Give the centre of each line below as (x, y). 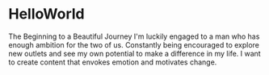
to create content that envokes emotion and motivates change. (113, 62)
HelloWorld (46, 14)
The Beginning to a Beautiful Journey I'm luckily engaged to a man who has (134, 36)
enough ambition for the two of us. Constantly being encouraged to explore (134, 44)
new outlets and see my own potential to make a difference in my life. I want (134, 53)
